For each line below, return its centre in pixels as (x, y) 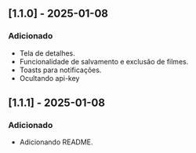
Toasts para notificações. (60, 70)
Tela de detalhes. (47, 53)
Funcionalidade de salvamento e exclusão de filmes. (104, 61)
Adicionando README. (56, 142)
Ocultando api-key (49, 78)
